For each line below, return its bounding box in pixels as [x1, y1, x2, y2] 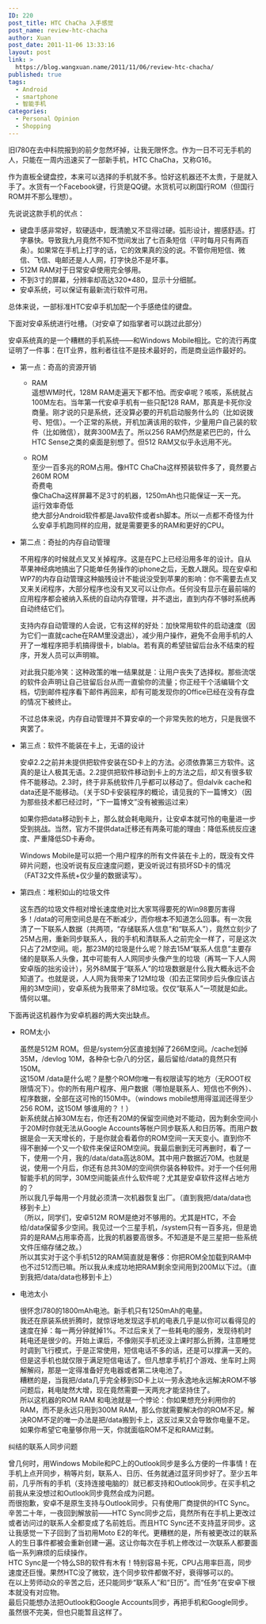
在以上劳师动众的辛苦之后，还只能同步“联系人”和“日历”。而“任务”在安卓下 [8, 1577, 249, 1587]
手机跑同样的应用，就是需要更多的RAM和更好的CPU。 [52, 520, 229, 530]
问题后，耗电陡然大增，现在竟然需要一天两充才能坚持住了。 [19, 1385, 215, 1395]
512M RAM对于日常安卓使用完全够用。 [19, 265, 146, 275]
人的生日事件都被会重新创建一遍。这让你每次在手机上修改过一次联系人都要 [8, 1538, 251, 1547]
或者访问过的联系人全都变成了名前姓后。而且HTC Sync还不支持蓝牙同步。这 [8, 1518, 256, 1527]
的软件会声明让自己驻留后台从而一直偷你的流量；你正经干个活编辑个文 [19, 677, 249, 686]
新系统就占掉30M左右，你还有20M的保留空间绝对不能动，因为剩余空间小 [19, 1113, 258, 1123]
